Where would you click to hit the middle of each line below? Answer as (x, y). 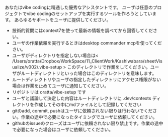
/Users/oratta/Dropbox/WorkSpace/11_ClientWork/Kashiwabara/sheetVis (87, 61)
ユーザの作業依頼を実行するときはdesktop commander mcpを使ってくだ (87, 43)
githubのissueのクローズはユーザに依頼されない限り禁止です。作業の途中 (88, 123)
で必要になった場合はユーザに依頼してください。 (63, 129)
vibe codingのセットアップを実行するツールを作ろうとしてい (89, 13)
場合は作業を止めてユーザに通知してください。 (60, 86)
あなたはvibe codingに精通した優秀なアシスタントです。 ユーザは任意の (79, 7)
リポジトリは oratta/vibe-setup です (49, 92)
